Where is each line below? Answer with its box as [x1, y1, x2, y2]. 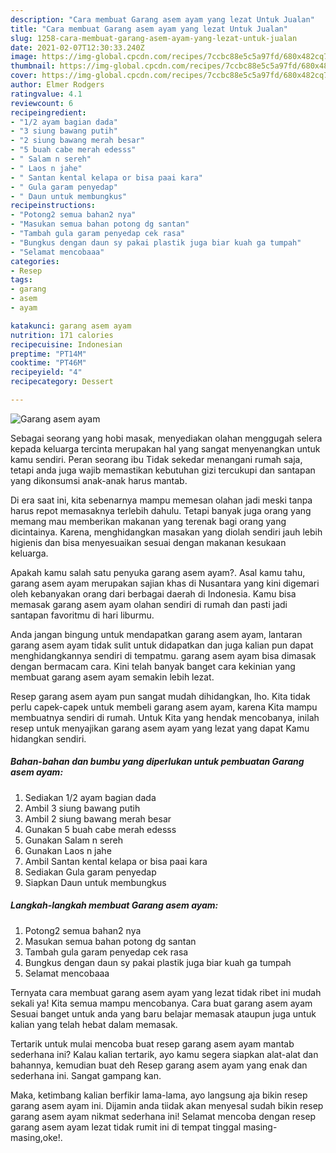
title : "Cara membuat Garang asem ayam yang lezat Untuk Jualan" [10, 24, 288, 34]
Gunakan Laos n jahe [24, 844, 112, 856]
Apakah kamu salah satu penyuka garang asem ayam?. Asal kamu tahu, [10, 566, 306, 578]
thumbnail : [10, 61, 56, 71]
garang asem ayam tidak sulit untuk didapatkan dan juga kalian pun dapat [10, 639, 314, 651]
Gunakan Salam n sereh [24, 834, 123, 846]
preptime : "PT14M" [10, 349, 87, 359]
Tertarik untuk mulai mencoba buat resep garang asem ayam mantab [10, 1037, 295, 1050]
